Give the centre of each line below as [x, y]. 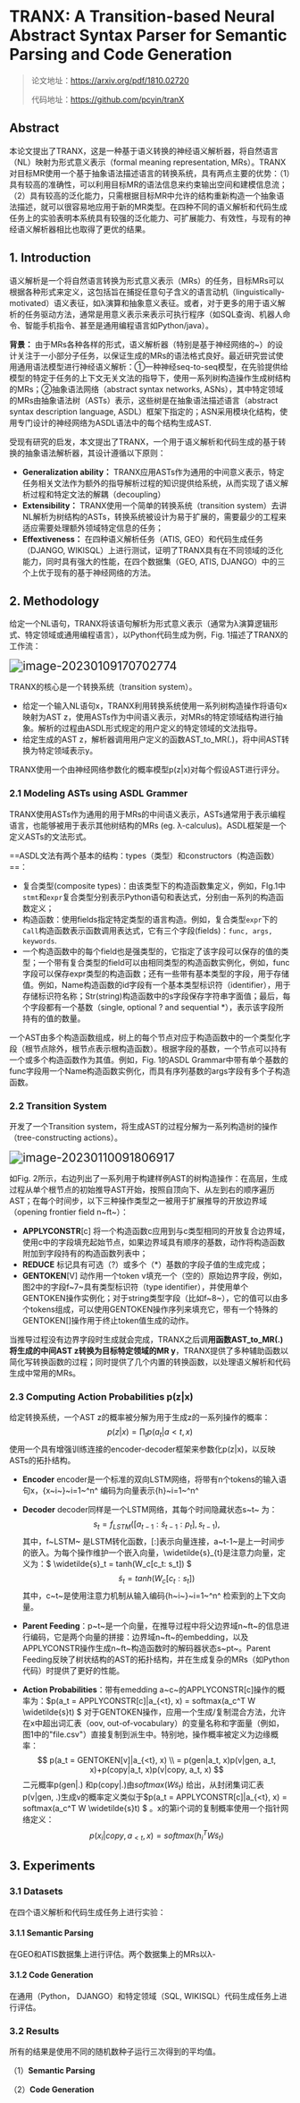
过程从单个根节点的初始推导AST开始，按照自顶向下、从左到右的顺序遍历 [142, 1189]
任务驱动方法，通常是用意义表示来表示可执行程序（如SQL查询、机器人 [154, 314]
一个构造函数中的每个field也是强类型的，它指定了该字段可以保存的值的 [151, 951]
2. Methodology [54, 601]
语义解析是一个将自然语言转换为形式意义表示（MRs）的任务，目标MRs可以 [147, 280]
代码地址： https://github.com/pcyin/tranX [108, 99]
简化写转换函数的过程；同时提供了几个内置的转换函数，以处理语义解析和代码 [150, 1361]
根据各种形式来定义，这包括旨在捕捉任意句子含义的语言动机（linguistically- [147, 292]
